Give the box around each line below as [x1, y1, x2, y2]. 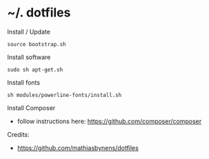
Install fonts [7, 78, 40, 87]
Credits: [7, 130, 30, 138]
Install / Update [7, 28, 50, 36]
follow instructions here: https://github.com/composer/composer [17, 117, 202, 125]
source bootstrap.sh [7, 41, 67, 47]
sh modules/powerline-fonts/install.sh [7, 92, 122, 98]
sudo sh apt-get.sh [7, 66, 63, 73]
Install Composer [7, 103, 56, 112]
